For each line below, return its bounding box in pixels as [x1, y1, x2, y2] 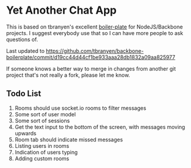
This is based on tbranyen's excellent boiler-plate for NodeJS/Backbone [6, 23, 183, 30]
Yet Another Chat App [6, 4, 117, 17]
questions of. [6, 36, 39, 43]
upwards [14, 129, 37, 137]
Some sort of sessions [14, 117, 70, 124]
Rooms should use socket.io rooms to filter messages [14, 104, 147, 112]
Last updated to [6, 47, 45, 54]
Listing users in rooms [14, 142, 70, 149]
